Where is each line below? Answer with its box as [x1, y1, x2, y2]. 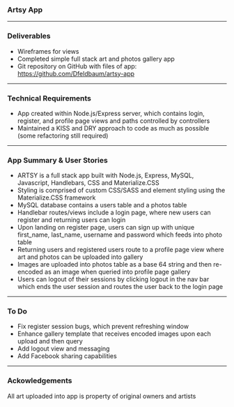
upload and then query [17, 337, 84, 346]
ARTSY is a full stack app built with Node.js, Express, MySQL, [17, 171, 194, 179]
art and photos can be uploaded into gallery [17, 253, 143, 261]
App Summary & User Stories [7, 155, 108, 165]
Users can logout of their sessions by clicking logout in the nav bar [17, 275, 210, 283]
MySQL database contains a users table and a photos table [17, 201, 187, 209]
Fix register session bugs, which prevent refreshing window [17, 323, 189, 331]
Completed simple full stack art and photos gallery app [17, 54, 175, 63]
